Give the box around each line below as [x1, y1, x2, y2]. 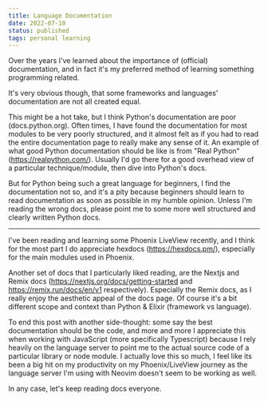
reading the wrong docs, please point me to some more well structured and [8, 204, 256, 214]
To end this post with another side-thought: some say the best [8, 317, 213, 328]
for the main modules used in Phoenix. [8, 252, 135, 262]
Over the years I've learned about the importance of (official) [8, 56, 208, 66]
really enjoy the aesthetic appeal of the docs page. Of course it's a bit [8, 293, 238, 304]
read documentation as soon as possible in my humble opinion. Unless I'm [8, 196, 253, 205]
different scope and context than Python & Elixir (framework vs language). [8, 302, 252, 312]
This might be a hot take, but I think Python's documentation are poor [8, 113, 237, 122]
